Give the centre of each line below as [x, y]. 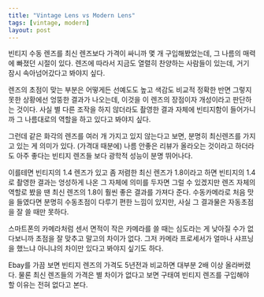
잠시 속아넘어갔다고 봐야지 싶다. [57, 73]
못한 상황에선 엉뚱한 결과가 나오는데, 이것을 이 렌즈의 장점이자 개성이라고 [119, 100]
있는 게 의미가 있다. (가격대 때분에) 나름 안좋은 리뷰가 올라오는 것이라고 [125, 146]
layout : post [30, 30]
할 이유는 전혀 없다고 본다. [48, 285]
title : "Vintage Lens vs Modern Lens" [72, 15]
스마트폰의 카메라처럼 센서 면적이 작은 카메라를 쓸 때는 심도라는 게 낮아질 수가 [127, 228]
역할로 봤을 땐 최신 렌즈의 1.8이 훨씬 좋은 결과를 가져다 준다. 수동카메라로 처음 [127, 192]
